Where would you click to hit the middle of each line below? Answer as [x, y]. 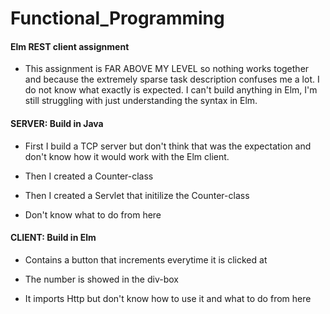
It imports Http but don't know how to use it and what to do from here [168, 298]
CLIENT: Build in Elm [53, 238]
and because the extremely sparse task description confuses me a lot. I [172, 79]
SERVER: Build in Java [57, 123]
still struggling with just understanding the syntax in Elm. [141, 101]
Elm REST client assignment [70, 46]
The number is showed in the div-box [101, 279]
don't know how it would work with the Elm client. [127, 156]
